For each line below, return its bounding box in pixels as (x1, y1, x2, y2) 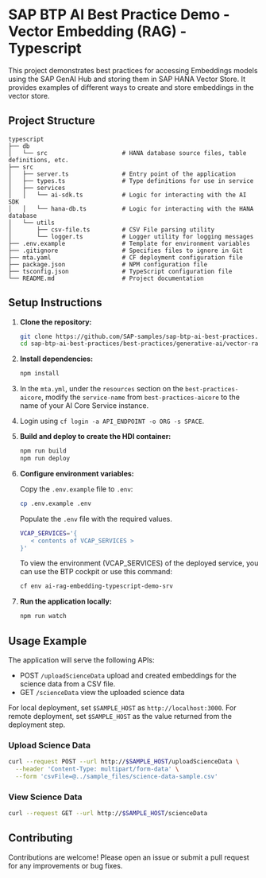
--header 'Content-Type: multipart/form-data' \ (15, 765, 179, 773)
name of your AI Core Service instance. (19, 401, 149, 410)
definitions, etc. (8, 156, 69, 164)
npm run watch (19, 612, 67, 620)
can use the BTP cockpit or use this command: (19, 567, 173, 577)
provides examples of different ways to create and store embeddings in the (8, 82, 254, 92)
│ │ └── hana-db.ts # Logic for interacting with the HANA (8, 204, 254, 212)
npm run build (19, 447, 67, 455)
